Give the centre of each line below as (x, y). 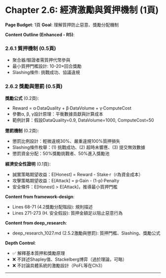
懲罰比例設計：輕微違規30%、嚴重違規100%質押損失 (66, 141)
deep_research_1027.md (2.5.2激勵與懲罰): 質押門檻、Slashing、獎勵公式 (86, 233)
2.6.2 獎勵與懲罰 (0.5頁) (34, 86)
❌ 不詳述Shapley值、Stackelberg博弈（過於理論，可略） (69, 259)
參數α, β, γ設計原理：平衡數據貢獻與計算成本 (58, 114)
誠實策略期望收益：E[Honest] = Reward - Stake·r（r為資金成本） (78, 174)
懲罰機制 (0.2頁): (22, 130)
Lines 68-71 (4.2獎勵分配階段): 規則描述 (52, 207)
